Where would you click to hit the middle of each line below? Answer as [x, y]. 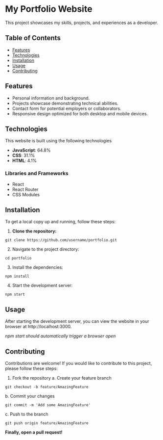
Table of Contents [33, 38]
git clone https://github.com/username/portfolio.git [61, 240]
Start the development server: [42, 285]
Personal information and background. [51, 98]
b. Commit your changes [30, 396]
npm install [17, 276]
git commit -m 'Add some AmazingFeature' [48, 405]
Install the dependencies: [38, 267]
